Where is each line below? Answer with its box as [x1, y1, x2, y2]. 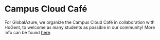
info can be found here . [4, 29, 52, 35]
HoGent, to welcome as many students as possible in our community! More [4, 24, 155, 30]
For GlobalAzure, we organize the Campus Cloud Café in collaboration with [4, 19, 155, 25]
